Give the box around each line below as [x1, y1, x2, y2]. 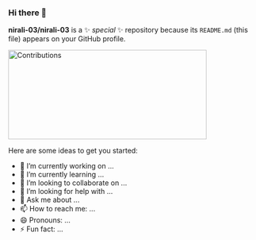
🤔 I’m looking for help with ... [19, 187, 113, 196]
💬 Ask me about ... [19, 195, 80, 205]
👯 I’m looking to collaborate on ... [19, 178, 128, 188]
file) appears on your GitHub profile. [8, 34, 126, 44]
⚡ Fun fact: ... [19, 224, 63, 234]
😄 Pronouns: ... [19, 215, 71, 225]
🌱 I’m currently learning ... [19, 170, 105, 180]
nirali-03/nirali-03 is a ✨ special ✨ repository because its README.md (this [8, 25, 248, 35]
